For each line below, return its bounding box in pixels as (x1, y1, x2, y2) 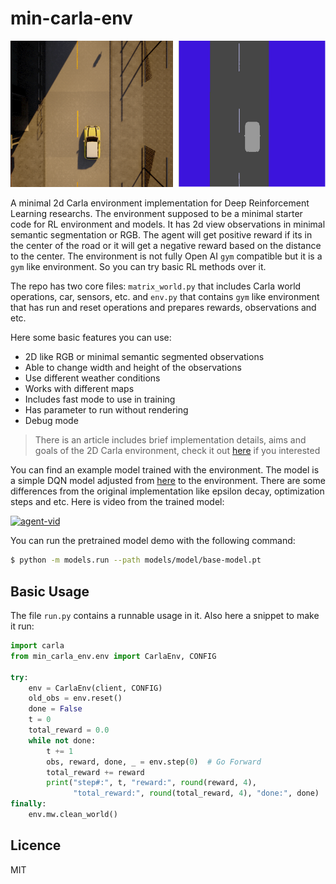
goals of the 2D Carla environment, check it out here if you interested (34, 445, 321, 457)
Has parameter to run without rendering (24, 404, 189, 416)
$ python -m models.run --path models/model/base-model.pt (10, 555, 262, 566)
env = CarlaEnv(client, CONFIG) (28, 683, 163, 693)
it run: (10, 620, 35, 632)
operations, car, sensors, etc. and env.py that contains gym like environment (10, 291, 320, 303)
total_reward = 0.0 (28, 725, 110, 736)
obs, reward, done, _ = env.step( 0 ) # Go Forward (46, 757, 262, 767)
